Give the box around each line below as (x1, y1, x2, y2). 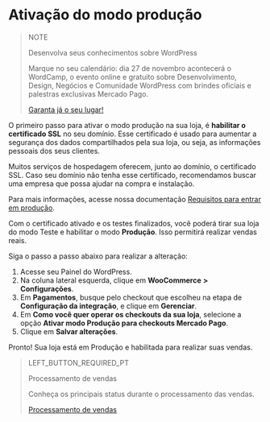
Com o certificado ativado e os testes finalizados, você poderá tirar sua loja (8, 218, 260, 228)
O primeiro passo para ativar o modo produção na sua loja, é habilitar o (8, 120, 246, 130)
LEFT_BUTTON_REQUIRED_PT (27, 358, 129, 367)
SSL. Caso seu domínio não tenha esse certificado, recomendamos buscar (8, 170, 256, 180)
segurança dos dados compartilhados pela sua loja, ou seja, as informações (8, 137, 261, 147)
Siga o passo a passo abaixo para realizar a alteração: (8, 251, 188, 261)
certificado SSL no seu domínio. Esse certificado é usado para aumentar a (8, 129, 257, 139)
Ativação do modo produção (8, 6, 202, 24)
